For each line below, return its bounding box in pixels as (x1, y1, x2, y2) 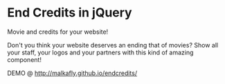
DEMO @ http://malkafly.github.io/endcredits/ (7, 69, 137, 77)
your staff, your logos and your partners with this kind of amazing (7, 48, 194, 56)
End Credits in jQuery (7, 5, 133, 21)
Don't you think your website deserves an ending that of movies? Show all (7, 41, 219, 49)
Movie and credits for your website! (7, 28, 109, 36)
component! (7, 55, 42, 63)
